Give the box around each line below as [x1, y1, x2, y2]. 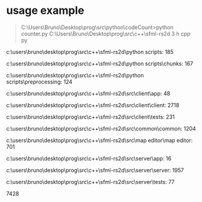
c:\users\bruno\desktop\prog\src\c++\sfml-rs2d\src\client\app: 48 [6, 90, 171, 97]
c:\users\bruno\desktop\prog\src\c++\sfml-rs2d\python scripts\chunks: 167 [6, 60, 194, 67]
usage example [6, 4, 84, 18]
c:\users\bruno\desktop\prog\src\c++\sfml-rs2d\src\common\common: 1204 [6, 125, 196, 132]
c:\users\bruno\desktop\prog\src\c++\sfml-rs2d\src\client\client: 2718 [6, 101, 180, 109]
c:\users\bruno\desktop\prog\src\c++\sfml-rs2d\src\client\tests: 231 [6, 113, 175, 120]
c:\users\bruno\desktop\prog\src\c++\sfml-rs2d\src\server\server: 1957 [6, 166, 185, 174]
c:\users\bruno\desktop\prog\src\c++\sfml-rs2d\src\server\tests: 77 [6, 178, 175, 185]
